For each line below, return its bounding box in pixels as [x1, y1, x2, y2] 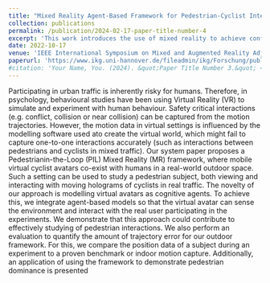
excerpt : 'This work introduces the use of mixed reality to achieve [8, 34, 247, 43]
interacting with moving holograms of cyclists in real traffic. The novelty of [8, 180, 255, 190]
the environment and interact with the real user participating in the [8, 206, 227, 215]
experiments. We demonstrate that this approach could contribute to [8, 214, 235, 224]
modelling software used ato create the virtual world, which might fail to [8, 129, 247, 138]
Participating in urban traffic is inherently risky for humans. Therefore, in [8, 86, 247, 96]
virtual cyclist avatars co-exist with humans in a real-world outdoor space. [8, 162, 255, 173]
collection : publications [8, 19, 95, 27]
